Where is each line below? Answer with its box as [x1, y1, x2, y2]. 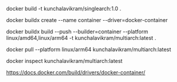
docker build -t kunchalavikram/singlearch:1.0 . [6, 5, 122, 12]
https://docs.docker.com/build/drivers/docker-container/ [6, 69, 146, 76]
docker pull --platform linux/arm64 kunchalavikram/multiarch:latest [6, 46, 172, 53]
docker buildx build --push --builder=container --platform [6, 28, 148, 35]
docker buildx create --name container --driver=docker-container [6, 17, 168, 23]
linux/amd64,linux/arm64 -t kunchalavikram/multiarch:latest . [6, 34, 157, 41]
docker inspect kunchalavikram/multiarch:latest [6, 58, 123, 64]
